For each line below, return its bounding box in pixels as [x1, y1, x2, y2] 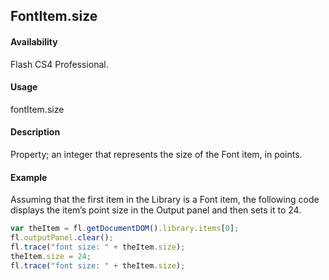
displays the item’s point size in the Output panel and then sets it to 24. [10, 204, 302, 216]
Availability [10, 35, 58, 48]
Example [10, 171, 48, 183]
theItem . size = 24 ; [10, 251, 92, 261]
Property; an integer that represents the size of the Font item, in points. [10, 149, 303, 160]
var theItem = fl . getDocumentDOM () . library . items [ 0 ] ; [10, 224, 240, 234]
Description [10, 126, 61, 138]
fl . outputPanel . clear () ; [10, 233, 114, 243]
